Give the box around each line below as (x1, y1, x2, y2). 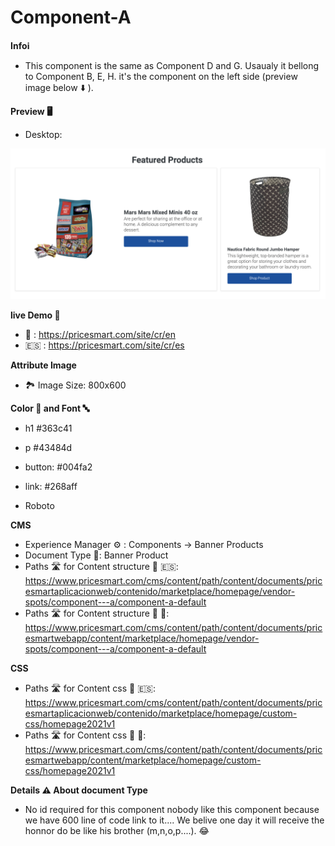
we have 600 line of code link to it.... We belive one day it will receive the (24, 814, 325, 826)
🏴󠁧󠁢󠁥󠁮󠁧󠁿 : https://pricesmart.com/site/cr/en (24, 329, 176, 341)
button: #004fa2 (24, 461, 93, 473)
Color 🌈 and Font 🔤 (10, 402, 90, 415)
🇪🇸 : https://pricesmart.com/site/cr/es (24, 339, 185, 351)
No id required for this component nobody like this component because (24, 804, 320, 816)
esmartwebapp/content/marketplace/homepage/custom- (24, 754, 262, 766)
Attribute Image (10, 359, 77, 371)
